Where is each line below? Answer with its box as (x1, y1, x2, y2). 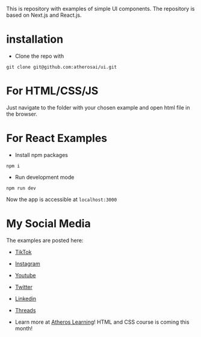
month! (14, 324, 33, 332)
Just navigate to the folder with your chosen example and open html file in (6, 104, 190, 111)
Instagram (14, 260, 40, 267)
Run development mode (14, 173, 75, 181)
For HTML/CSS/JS (6, 84, 99, 98)
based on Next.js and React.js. (6, 11, 82, 19)
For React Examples (6, 132, 108, 145)
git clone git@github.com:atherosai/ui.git (6, 64, 117, 70)
